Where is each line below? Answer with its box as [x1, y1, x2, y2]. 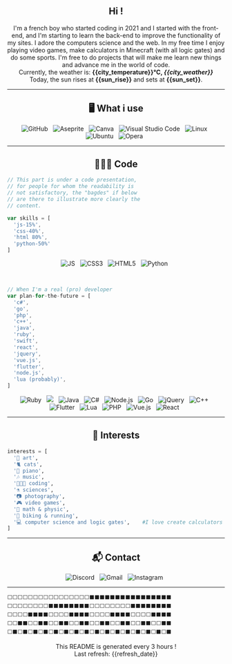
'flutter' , [13, 363, 45, 370]
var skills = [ [7, 214, 51, 222]
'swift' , [13, 338, 39, 345]
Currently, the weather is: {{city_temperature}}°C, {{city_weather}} [18, 68, 214, 76]
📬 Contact [92, 551, 140, 563]
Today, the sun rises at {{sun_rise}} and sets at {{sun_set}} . [29, 75, 203, 84]
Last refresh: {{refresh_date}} [74, 649, 158, 658]
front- [202, 23, 219, 32]
